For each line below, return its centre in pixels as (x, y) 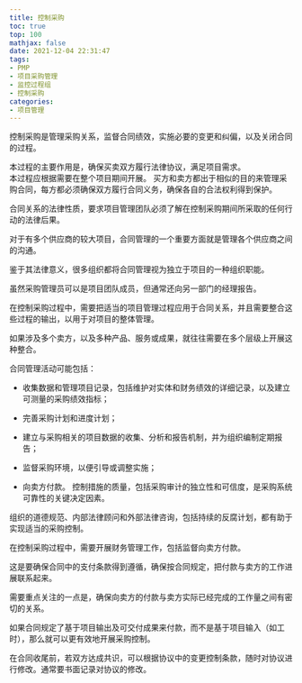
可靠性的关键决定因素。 (66, 498)
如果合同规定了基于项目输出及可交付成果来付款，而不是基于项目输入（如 (143, 628)
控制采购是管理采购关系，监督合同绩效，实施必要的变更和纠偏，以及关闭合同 (151, 137)
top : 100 (26, 34)
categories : (31, 101)
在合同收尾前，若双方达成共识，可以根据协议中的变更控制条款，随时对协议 (147, 658)
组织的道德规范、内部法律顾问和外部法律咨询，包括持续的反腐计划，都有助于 (151, 517)
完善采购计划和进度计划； (70, 418)
